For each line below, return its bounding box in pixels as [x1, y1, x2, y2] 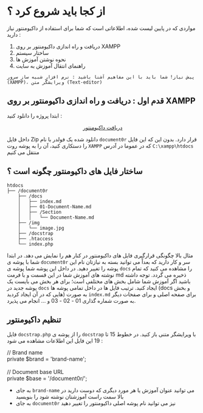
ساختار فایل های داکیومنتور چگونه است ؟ [7, 166, 143, 177]
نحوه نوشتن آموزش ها [15, 55, 66, 63]
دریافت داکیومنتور [83, 124, 123, 131]
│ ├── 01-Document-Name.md [18, 203, 92, 210]
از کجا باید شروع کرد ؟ [7, 4, 106, 18]
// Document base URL [7, 369, 64, 376]
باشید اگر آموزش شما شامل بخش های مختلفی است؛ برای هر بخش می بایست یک [7, 277, 191, 284]
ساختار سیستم [15, 49, 49, 56]
